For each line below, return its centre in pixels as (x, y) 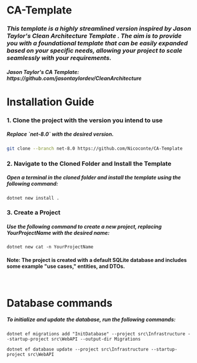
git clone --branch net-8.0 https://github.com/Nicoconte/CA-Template (95, 148)
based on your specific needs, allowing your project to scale (95, 51)
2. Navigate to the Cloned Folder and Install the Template (89, 163)
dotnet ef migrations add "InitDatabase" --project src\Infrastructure (96, 334)
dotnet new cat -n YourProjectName (50, 247)
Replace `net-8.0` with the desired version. (60, 134)
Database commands (60, 303)
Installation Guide (50, 102)
